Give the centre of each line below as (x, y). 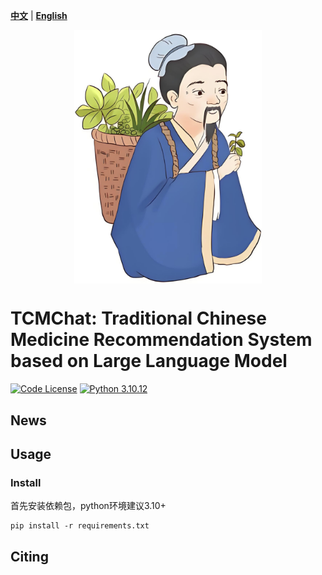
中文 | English (39, 15)
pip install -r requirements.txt (80, 526)
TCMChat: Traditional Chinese (138, 318)
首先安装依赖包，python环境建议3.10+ (88, 506)
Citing (29, 556)
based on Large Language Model (149, 361)
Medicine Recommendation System (161, 340)
